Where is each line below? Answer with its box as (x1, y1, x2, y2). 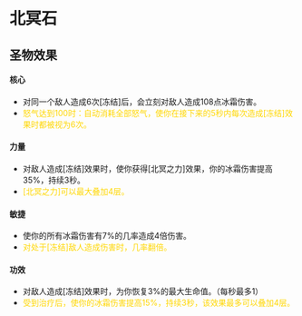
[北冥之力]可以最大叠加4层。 (22, 185, 130, 196)
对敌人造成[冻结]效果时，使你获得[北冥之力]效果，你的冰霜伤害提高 (22, 163, 274, 173)
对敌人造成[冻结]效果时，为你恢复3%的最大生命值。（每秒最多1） (22, 286, 264, 297)
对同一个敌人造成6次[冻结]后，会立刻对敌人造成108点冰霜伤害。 (22, 96, 261, 107)
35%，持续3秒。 (22, 174, 86, 185)
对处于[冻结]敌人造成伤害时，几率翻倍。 (22, 242, 172, 252)
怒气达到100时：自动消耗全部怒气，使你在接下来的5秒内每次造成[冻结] (22, 107, 286, 118)
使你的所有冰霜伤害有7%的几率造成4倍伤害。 (22, 231, 192, 242)
